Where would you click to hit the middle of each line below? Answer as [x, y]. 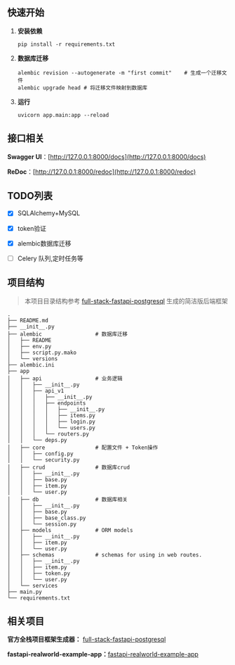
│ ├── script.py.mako [42, 353]
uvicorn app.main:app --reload [63, 115]
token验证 [32, 228]
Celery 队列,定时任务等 [51, 258]
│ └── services [33, 585]
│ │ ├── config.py [40, 454]
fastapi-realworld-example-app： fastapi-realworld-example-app [103, 654]
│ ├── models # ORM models [70, 530]
